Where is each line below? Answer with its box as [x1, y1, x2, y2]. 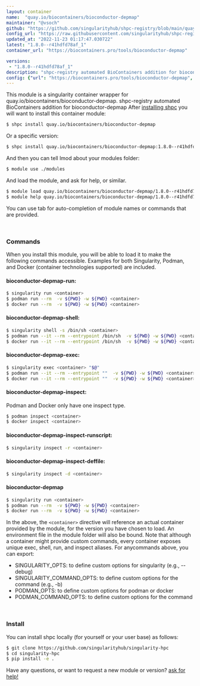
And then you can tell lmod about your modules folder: [6, 155, 140, 161]
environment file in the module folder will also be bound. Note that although [6, 531, 192, 538]
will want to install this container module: [6, 110, 106, 117]
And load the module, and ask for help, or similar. [6, 177, 127, 184]
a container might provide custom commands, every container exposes [6, 538, 181, 545]
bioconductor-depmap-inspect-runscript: [6, 431, 112, 438]
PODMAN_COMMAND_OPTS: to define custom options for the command [14, 593, 193, 601]
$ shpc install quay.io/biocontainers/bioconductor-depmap [6, 121, 156, 128]
